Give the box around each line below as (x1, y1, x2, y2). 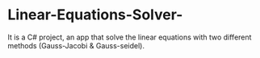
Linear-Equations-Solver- (7, 6, 183, 24)
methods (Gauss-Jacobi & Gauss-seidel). (7, 40, 145, 50)
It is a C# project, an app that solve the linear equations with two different (7, 32, 252, 42)
